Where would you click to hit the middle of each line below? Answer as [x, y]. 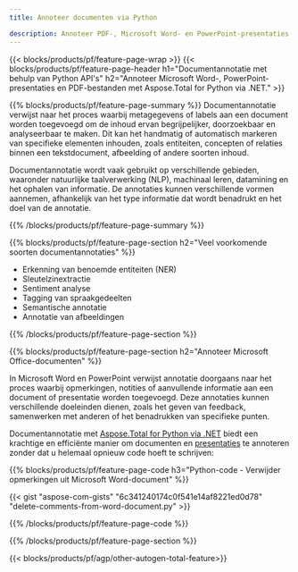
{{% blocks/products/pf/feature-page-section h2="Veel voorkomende [138, 242]
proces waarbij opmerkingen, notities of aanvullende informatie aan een [141, 387]
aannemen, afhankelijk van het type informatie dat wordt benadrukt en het [146, 198]
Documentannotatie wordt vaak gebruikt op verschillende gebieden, [134, 170]
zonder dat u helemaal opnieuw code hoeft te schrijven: [112, 452]
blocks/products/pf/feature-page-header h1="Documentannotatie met [138, 69]
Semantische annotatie [64, 307]
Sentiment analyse [56, 288]
